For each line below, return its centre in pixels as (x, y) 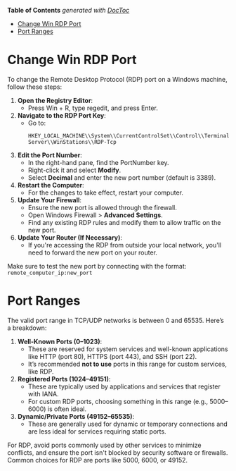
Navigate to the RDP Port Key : (62, 115)
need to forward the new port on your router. (93, 252)
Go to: (37, 123)
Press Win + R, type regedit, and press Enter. (93, 108)
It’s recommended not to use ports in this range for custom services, (127, 364)
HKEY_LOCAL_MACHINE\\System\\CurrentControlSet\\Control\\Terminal (129, 136)
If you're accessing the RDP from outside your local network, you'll (125, 245)
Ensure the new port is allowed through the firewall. (102, 207)
